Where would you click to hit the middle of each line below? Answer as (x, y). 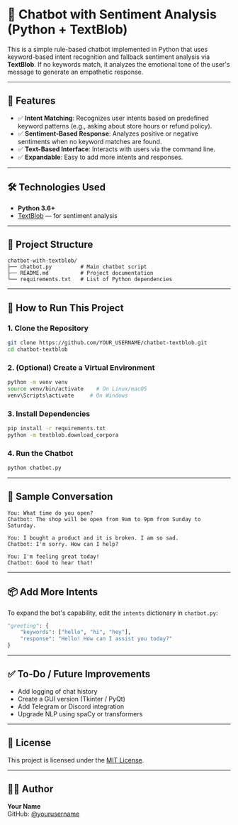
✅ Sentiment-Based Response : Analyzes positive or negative (108, 133)
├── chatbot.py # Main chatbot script (77, 267)
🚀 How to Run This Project (66, 308)
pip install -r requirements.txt (57, 429)
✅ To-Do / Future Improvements (79, 674)
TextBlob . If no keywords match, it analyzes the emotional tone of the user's (119, 64)
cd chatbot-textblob (38, 349)
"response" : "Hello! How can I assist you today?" (96, 639)
